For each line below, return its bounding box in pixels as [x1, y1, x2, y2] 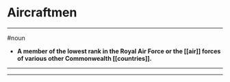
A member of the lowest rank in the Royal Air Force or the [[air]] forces [16, 46, 221, 55]
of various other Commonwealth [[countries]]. [16, 54, 152, 62]
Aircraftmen [7, 5, 77, 20]
